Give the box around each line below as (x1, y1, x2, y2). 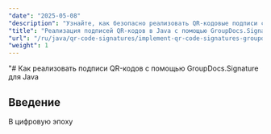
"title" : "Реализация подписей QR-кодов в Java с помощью (8, 26, 207, 35)
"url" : (8, 34, 31, 43)
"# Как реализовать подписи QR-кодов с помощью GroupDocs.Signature (8, 63, 259, 73)
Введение (8, 95, 61, 109)
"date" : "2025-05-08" (8, 11, 81, 20)
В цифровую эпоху (8, 116, 73, 126)
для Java (8, 72, 39, 82)
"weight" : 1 (8, 42, 48, 50)
